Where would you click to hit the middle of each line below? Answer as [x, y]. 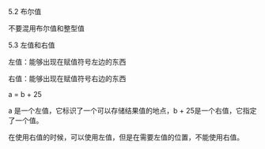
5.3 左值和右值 [32, 45]
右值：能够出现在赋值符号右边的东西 [67, 78]
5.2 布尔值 [25, 11]
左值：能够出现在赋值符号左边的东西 [67, 62]
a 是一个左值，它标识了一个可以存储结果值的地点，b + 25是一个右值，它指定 [132, 110]
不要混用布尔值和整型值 [46, 28]
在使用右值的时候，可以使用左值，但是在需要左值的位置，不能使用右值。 [126, 137]
